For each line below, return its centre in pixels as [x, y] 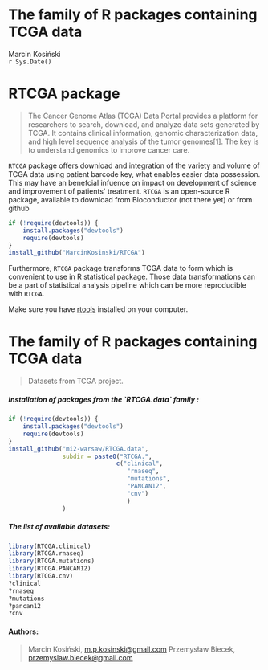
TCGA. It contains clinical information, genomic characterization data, [143, 133]
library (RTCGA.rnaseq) [46, 554]
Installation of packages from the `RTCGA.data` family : [104, 399]
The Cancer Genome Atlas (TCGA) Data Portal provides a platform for [143, 116]
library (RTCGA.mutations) [51, 561]
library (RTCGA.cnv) [41, 576]
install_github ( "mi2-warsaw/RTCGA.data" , [79, 449]
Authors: [23, 631]
